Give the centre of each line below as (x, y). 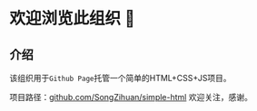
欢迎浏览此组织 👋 (73, 18)
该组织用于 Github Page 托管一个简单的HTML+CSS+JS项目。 (120, 78)
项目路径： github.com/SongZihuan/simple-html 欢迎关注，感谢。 (131, 97)
